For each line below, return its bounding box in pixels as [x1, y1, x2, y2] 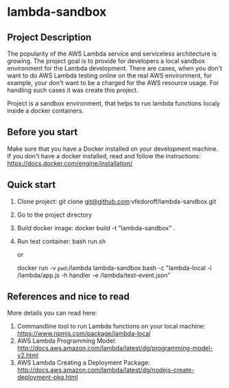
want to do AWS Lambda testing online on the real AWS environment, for [7, 71, 213, 80]
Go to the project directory [16, 210, 93, 219]
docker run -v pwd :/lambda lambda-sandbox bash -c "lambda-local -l [16, 263, 212, 271]
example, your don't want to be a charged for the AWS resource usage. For [7, 79, 219, 86]
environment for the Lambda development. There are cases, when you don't [7, 64, 223, 72]
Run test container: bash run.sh [16, 237, 106, 245]
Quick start [7, 179, 56, 191]
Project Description [7, 32, 92, 43]
